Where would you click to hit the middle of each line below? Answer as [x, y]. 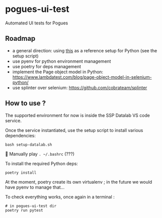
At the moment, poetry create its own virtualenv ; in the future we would [79, 182]
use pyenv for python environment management [62, 61]
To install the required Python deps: [41, 163]
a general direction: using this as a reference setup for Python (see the [85, 50]
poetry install [21, 173]
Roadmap [20, 39]
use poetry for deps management [46, 66]
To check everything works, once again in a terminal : [60, 197]
